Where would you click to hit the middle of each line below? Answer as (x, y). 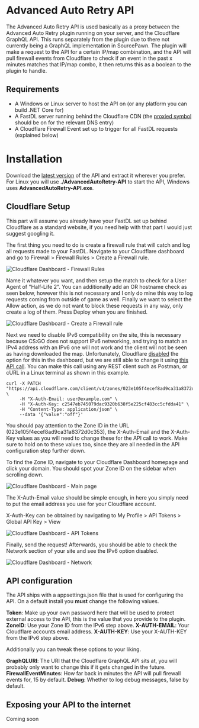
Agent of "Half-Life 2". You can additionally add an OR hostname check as (97, 286)
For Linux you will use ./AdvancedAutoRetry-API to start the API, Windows (98, 182)
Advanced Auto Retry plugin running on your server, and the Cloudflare (93, 33)
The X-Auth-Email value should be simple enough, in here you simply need (97, 497)
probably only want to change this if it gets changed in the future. (86, 667)
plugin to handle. (27, 70)
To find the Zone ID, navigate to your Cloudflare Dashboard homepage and (97, 462)
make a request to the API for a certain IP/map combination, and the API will (99, 51)
